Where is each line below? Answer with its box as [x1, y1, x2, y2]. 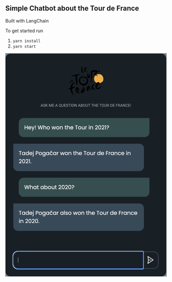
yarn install [12, 38, 41, 44]
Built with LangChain [5, 17, 49, 24]
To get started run [5, 28, 44, 34]
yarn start [12, 44, 36, 49]
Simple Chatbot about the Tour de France [5, 4, 139, 13]
